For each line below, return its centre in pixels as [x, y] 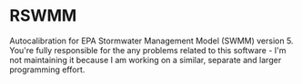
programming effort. [47, 70]
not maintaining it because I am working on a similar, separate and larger [146, 60]
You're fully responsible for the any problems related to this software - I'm [148, 50]
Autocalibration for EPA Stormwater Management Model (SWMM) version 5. [151, 41]
